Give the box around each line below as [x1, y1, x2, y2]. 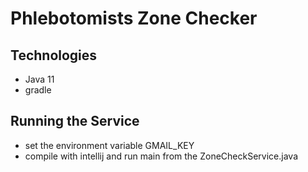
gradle [24, 84, 52, 96]
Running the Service [10, 113, 140, 130]
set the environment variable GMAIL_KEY [24, 139, 195, 151]
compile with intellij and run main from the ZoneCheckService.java [24, 150, 298, 162]
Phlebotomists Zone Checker [10, 7, 258, 30]
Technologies [10, 47, 98, 64]
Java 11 [24, 73, 55, 85]
